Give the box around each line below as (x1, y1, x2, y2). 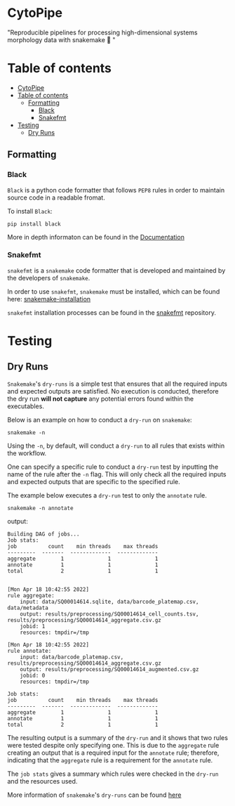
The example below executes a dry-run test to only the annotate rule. (7, 490, 207, 500)
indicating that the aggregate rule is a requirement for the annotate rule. (7, 755, 213, 764)
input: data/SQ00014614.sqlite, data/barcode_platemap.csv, (20, 598, 199, 605)
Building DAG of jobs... (7, 531, 80, 538)
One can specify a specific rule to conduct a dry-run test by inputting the (7, 462, 219, 471)
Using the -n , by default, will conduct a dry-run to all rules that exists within (7, 441, 225, 450)
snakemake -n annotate (7, 505, 74, 512)
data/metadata (7, 604, 49, 611)
